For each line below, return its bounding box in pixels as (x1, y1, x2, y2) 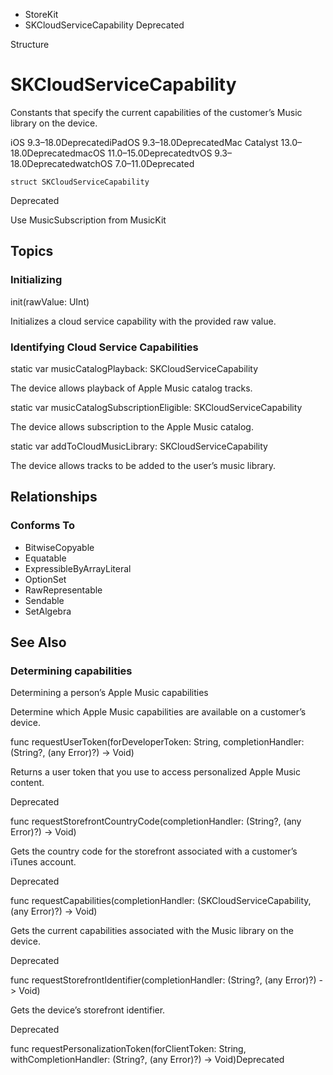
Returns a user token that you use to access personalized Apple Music (10, 766, 301, 778)
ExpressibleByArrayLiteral (24, 562, 132, 574)
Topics (10, 243, 54, 260)
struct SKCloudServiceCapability (10, 177, 150, 187)
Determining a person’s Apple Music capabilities (10, 687, 209, 699)
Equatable (24, 552, 67, 564)
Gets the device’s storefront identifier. (10, 1004, 166, 1016)
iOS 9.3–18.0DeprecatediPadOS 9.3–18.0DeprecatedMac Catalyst (10, 136, 279, 148)
